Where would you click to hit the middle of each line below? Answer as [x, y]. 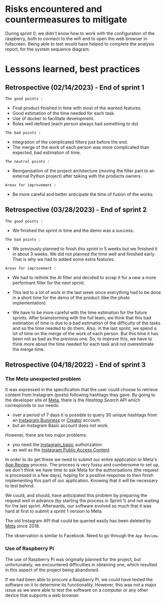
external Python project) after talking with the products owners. [77, 176]
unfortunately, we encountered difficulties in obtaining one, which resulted [81, 564]
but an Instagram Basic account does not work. [60, 426]
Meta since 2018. [23, 526]
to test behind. [20, 486]
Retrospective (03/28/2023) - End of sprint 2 [76, 210]
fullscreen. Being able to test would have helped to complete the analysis [80, 44]
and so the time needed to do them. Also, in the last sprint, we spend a [84, 328]
